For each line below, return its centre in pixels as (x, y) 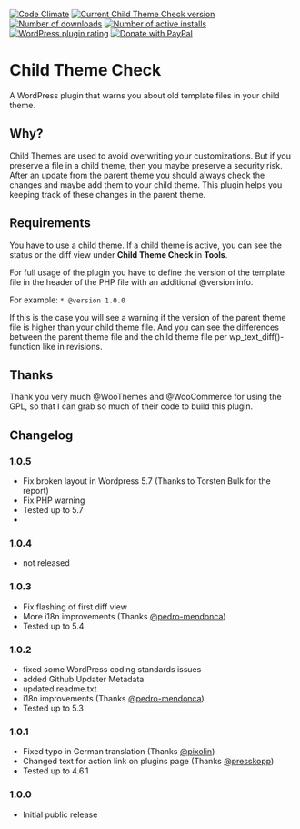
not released (46, 563)
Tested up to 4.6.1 (55, 771)
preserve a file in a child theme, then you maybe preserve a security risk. (146, 165)
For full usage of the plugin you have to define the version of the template (147, 272)
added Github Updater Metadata (83, 679)
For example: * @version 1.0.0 (67, 300)
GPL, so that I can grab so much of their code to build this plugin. (131, 406)
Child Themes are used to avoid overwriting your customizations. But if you (150, 156)
